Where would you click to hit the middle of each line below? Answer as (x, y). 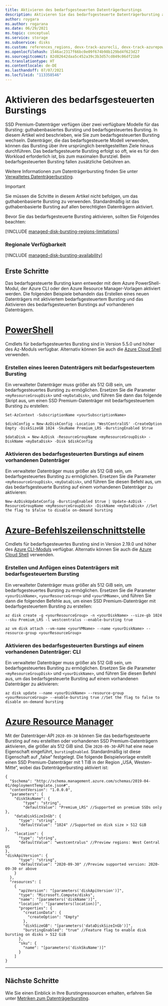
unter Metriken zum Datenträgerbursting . (47, 998)
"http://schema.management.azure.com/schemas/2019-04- (92, 781)
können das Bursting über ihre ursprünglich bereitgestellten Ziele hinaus (79, 145)
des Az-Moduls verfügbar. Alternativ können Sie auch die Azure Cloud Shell (83, 349)
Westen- (143, 762)
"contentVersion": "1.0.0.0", (41, 790)
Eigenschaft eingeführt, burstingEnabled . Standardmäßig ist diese (73, 751)
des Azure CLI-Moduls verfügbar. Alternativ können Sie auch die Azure (78, 550)
